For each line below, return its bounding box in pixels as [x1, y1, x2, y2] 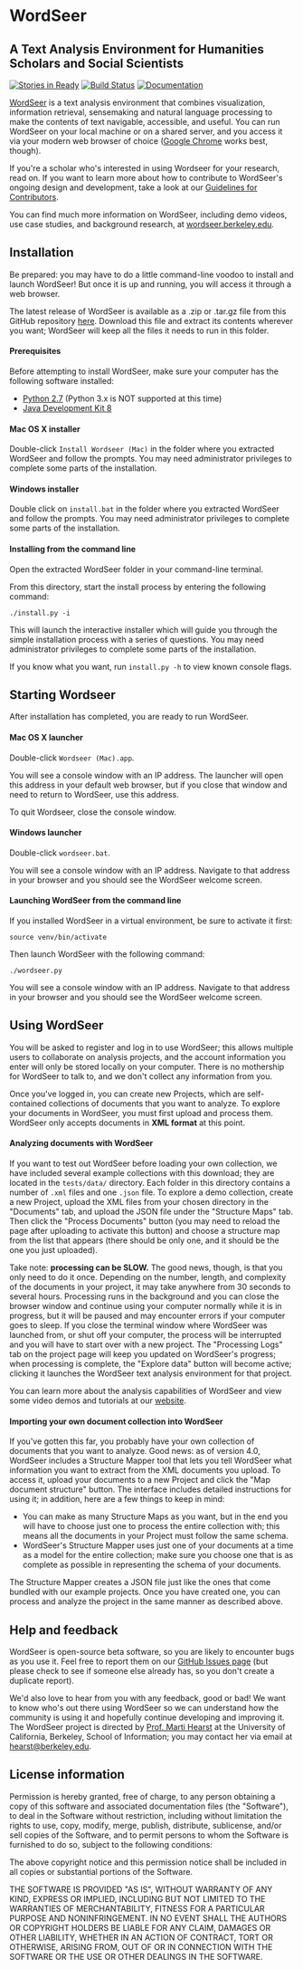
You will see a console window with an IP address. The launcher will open [9, 769, 284, 780]
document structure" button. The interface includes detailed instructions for [9, 1484, 292, 1495]
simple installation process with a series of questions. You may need [9, 634, 264, 645]
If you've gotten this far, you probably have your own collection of [9, 1436, 255, 1447]
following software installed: [9, 376, 115, 387]
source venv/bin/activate [9, 933, 107, 942]
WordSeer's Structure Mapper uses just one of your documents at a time [22, 1540, 294, 1551]
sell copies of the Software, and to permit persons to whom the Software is [9, 1830, 289, 1840]
